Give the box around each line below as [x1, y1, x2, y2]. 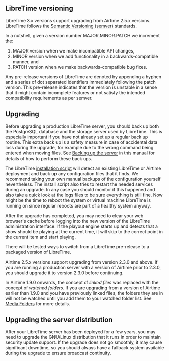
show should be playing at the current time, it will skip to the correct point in [5, 228, 163, 234]
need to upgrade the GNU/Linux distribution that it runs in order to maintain [5, 334, 161, 340]
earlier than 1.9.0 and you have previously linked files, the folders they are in [5, 290, 163, 296]
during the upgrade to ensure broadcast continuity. [5, 350, 111, 356]
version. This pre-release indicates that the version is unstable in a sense [5, 84, 157, 90]
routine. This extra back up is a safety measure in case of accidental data [5, 139, 158, 145]
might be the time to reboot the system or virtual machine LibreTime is [5, 197, 151, 203]
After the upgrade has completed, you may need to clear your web [5, 212, 144, 219]
